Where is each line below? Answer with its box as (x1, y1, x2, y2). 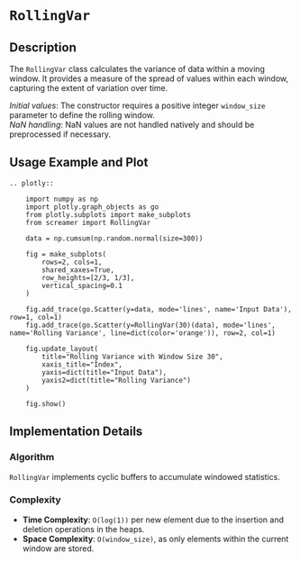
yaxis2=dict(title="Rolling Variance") (41, 376, 192, 385)
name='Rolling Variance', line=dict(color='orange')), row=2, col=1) (9, 328, 277, 338)
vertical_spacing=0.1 (41, 281, 123, 290)
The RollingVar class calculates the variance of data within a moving (9, 64, 266, 74)
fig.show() (25, 399, 67, 408)
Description (9, 40, 77, 55)
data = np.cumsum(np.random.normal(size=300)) (25, 233, 204, 243)
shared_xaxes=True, (41, 265, 115, 275)
